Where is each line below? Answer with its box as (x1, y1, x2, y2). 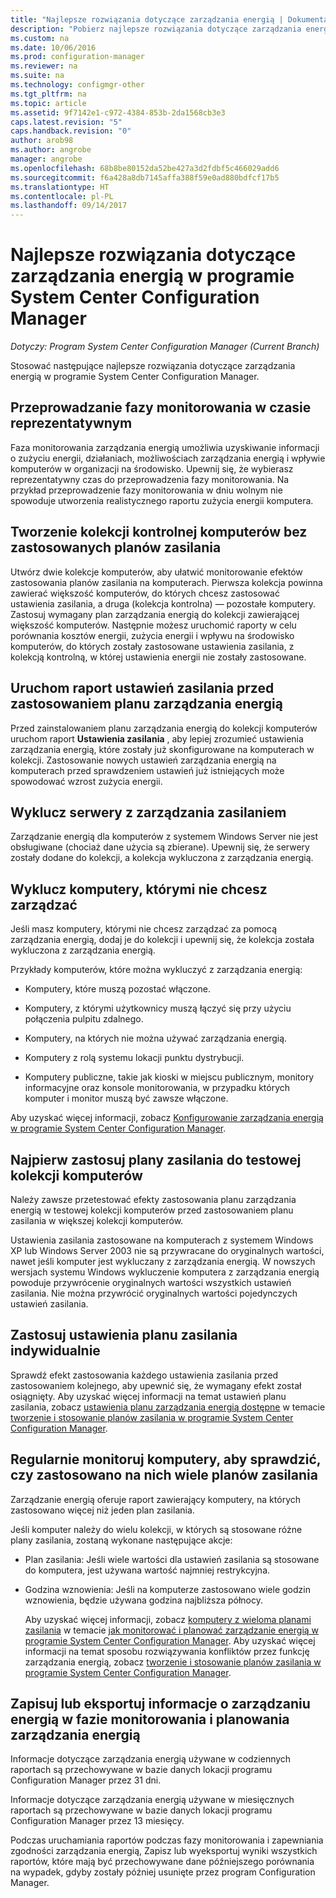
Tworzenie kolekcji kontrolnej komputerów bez (10, 524, 308, 541)
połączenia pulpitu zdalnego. (24, 1013, 144, 1025)
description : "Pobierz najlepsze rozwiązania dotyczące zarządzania (10, 24, 302, 34)
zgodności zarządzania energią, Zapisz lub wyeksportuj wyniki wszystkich (10, 1845, 318, 1857)
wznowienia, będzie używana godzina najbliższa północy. (24, 1594, 264, 1606)
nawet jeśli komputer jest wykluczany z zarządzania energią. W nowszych (10, 1255, 316, 1267)
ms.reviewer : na (10, 61, 78, 71)
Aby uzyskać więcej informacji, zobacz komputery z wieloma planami (24, 1613, 312, 1625)
